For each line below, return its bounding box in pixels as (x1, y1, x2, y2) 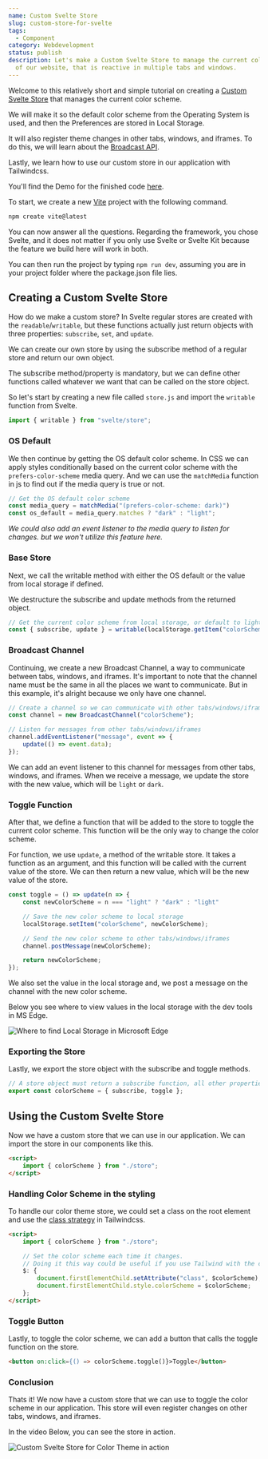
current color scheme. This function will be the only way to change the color (8, 826, 259, 836)
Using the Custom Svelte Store (8, 1109, 164, 1123)
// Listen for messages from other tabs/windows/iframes (8, 726, 202, 733)
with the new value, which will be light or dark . (8, 779, 164, 789)
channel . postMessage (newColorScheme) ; (22, 942, 152, 950)
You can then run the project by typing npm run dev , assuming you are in (8, 259, 246, 268)
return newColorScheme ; (22, 956, 102, 964)
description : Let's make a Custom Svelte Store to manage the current (8, 57, 248, 65)
